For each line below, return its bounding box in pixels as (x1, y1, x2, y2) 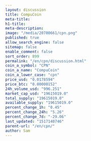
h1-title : (5, 21, 26, 26)
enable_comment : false (5, 49, 53, 54)
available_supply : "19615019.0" (5, 100, 73, 105)
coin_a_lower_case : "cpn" (5, 72, 59, 77)
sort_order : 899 (5, 53, 39, 59)
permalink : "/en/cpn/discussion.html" (5, 58, 86, 63)
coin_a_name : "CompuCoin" (5, 68, 59, 73)
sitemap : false (5, 44, 37, 49)
